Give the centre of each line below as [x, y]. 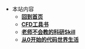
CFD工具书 [35, 24]
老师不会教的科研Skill [48, 32]
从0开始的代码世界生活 [50, 40]
